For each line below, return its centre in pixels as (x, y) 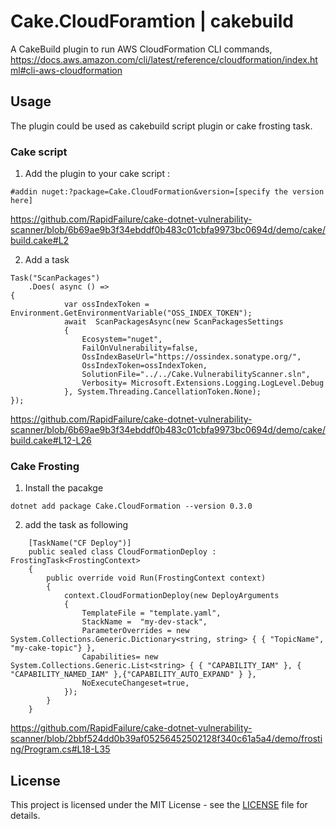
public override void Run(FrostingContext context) (156, 578)
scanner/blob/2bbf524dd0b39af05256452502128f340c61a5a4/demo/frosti (166, 739)
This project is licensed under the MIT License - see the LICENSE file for (159, 805)
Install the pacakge (64, 488)
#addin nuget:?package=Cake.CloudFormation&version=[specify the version (167, 192)
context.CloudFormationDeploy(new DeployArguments (171, 596)
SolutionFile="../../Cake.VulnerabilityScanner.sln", (196, 375)
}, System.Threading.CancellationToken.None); (162, 392)
